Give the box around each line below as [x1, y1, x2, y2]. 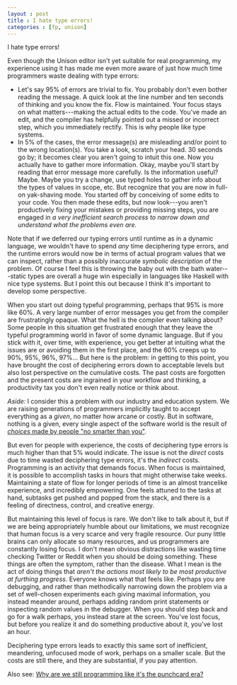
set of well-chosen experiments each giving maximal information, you [7, 590, 211, 599]
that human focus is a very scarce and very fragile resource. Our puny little [7, 530, 226, 539]
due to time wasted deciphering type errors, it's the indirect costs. [7, 456, 200, 464]
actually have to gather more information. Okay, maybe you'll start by [17, 161, 219, 169]
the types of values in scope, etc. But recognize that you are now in [17, 183, 214, 192]
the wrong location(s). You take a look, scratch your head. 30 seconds [17, 146, 223, 154]
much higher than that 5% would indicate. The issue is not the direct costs [7, 449, 224, 457]
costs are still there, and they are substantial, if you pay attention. [7, 656, 198, 665]
